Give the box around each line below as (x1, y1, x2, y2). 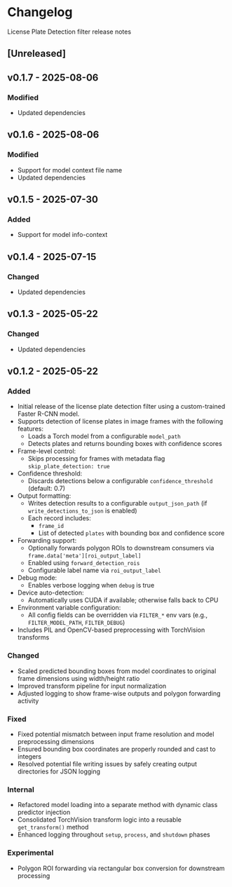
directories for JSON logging (17, 767, 100, 776)
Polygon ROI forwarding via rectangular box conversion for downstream (17, 864, 226, 872)
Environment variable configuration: (17, 604, 121, 612)
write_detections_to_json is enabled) (27, 506, 138, 515)
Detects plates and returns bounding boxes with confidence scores (27, 440, 222, 448)
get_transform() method (17, 823, 89, 832)
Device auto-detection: (17, 588, 84, 597)
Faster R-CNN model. (17, 409, 80, 418)
